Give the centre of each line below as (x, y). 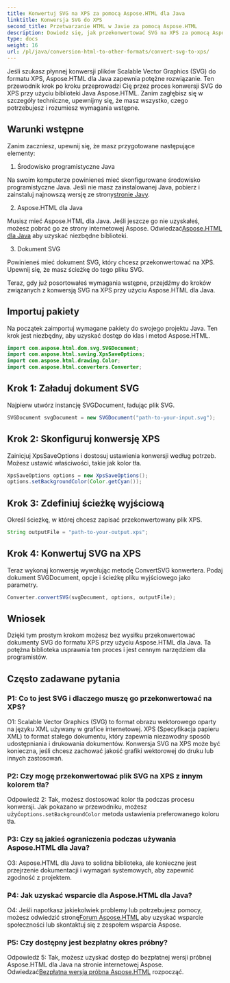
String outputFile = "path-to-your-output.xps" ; (78, 533)
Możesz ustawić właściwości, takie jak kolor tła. (74, 463)
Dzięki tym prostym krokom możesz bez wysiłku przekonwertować (101, 635)
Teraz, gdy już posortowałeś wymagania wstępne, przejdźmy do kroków (109, 283)
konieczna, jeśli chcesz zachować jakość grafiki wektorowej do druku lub (111, 751)
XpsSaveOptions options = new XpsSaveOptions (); (78, 475)
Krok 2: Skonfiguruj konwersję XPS (84, 439)
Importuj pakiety (43, 312)
